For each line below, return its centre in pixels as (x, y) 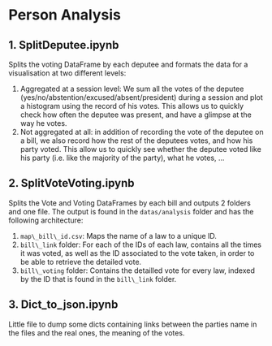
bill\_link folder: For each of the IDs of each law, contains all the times (141, 244)
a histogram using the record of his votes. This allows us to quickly (132, 106)
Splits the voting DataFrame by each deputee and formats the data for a (128, 64)
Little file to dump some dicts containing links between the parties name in (133, 324)
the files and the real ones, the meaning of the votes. (97, 333)
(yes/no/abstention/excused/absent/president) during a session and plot (142, 97)
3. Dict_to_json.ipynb (63, 305)
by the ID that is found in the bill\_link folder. (98, 279)
